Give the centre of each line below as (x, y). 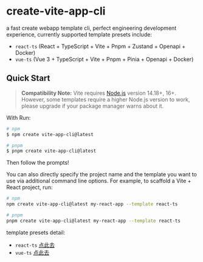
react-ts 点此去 (35, 245)
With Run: (19, 117)
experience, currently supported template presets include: (79, 34)
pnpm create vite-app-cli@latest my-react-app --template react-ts (94, 221)
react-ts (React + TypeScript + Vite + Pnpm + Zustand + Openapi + (100, 46)
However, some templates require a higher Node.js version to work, (105, 99)
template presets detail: (36, 232)
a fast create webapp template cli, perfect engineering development (91, 28)
